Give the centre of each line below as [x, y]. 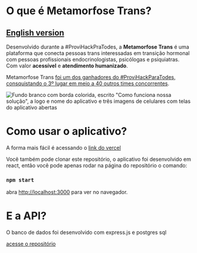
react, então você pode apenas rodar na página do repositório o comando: [97, 165]
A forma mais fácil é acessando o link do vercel [63, 147]
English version [35, 33]
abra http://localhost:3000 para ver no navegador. [67, 192]
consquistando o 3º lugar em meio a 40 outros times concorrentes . [88, 83]
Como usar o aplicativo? [67, 132]
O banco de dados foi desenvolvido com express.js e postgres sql [86, 232]
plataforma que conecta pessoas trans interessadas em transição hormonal [98, 53]
